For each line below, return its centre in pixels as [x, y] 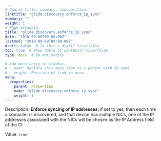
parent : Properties [34, 86]
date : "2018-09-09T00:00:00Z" [36, 37]
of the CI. [14, 125]
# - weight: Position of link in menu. [46, 73]
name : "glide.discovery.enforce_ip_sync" [56, 91]
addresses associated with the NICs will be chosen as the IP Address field [80, 120]
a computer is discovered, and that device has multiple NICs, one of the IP [80, 115]
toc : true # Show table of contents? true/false [57, 50]
